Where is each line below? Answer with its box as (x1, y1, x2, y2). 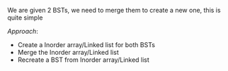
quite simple (7, 13, 43, 22)
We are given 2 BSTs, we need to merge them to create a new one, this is (7, 6, 221, 14)
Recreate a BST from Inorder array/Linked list (17, 56, 150, 64)
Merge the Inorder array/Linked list (17, 49, 119, 56)
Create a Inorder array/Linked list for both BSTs (17, 41, 156, 49)
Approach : (7, 27, 39, 35)
